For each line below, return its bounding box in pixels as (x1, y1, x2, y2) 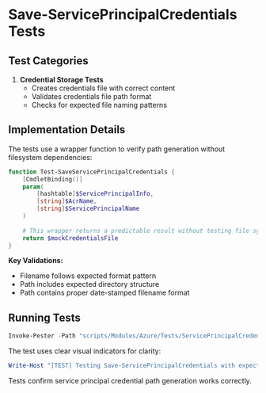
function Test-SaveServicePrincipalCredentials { (8, 168, 176, 176)
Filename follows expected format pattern (19, 271, 157, 280)
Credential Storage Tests (19, 75, 104, 84)
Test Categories (8, 54, 89, 67)
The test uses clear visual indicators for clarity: (8, 346, 161, 356)
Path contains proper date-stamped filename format (19, 288, 190, 298)
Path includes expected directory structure (19, 280, 160, 289)
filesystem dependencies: (8, 152, 93, 162)
